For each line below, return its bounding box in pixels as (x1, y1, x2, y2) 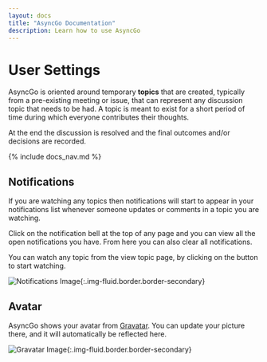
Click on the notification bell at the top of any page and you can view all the (8, 229, 256, 238)
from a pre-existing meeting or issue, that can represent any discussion (8, 96, 243, 105)
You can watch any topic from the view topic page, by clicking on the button (8, 253, 258, 262)
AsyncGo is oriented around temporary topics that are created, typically (8, 87, 245, 96)
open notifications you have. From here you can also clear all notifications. (8, 237, 253, 247)
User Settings (8, 61, 101, 79)
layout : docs (8, 11, 52, 20)
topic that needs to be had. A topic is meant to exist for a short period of (8, 104, 245, 114)
